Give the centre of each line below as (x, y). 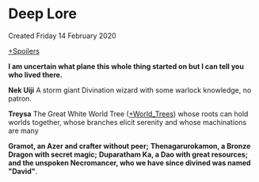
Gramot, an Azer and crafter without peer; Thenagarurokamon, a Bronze (129, 146)
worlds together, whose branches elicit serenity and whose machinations (128, 122)
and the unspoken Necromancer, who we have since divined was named (129, 162)
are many (24, 131)
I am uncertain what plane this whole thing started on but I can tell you (126, 66)
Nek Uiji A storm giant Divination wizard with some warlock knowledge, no (130, 90)
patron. (20, 98)
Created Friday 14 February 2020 (62, 36)
